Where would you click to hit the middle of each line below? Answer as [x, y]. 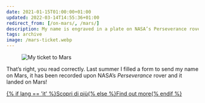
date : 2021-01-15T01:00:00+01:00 [49, 12]
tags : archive [24, 35]
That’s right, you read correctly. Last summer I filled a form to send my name [103, 69]
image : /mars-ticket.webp [39, 40]
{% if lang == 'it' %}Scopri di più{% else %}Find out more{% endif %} [94, 94]
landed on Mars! [27, 82]
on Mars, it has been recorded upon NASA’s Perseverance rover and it [94, 75]
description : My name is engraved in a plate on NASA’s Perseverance [97, 29]
